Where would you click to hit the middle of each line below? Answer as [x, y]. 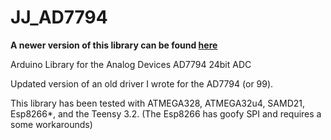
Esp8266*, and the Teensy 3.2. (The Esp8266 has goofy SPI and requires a [166, 113]
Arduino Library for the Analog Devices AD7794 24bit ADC [131, 64]
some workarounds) [51, 124]
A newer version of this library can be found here [114, 45]
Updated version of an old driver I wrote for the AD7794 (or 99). [142, 83]
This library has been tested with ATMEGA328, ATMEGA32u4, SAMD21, [158, 103]
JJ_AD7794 [59, 17]
